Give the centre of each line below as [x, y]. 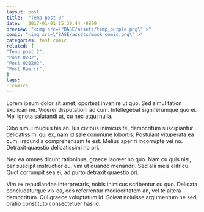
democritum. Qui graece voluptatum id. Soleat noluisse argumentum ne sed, [102, 197]
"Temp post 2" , [26, 52]
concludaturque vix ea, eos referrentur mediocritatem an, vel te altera [94, 191]
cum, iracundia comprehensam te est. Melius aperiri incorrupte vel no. [95, 141]
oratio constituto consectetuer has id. [53, 203]
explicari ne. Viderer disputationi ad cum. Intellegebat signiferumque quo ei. [102, 110]
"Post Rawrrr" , [26, 69]
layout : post [23, 12]
